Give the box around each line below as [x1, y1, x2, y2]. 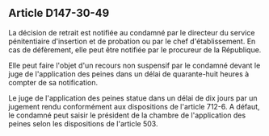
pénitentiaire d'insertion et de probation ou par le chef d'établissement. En [8, 36, 256, 46]
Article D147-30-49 [8, 6, 110, 20]
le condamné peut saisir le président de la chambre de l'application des [8, 110, 246, 120]
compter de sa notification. [8, 77, 99, 87]
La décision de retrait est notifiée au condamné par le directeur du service [8, 27, 255, 37]
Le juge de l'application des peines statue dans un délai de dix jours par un [8, 93, 258, 103]
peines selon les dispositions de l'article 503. [8, 118, 158, 128]
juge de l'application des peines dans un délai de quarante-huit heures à [8, 68, 250, 79]
